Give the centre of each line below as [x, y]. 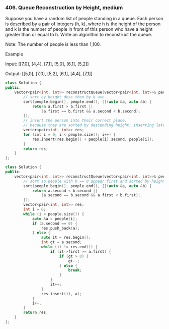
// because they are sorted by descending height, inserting [89, 125]
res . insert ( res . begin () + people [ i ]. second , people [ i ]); [93, 139]
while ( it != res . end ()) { [69, 247]
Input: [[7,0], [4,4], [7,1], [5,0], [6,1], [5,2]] [47, 64]
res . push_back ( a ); [60, 228]
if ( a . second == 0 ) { [55, 224]
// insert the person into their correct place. [75, 121]
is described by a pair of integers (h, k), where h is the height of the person [83, 24]
